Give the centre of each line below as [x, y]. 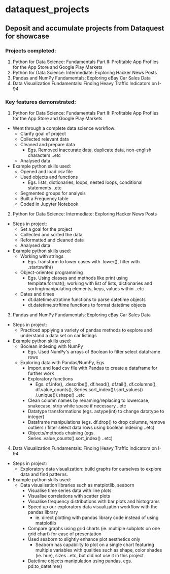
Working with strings [42, 256]
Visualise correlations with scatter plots [69, 496]
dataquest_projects [47, 9]
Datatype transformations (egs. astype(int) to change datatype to [96, 412]
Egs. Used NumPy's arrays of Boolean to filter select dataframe [94, 352]
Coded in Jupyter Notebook [49, 204]
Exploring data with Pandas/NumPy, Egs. [63, 363]
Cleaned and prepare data [47, 145]
